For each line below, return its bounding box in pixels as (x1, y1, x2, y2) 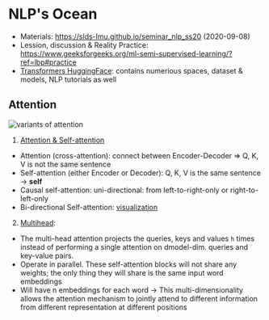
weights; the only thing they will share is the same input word (19, 267, 224, 277)
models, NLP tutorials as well (19, 74, 117, 84)
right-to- (229, 185, 258, 195)
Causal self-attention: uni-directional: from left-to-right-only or (19, 185, 229, 195)
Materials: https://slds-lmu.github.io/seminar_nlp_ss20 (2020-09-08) (19, 32, 250, 41)
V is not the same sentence (19, 159, 111, 169)
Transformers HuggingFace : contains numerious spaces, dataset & (19, 65, 243, 75)
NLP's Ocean (8, 5, 98, 23)
